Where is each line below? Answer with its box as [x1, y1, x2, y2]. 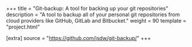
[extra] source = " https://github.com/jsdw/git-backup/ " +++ [6, 35, 151, 41]
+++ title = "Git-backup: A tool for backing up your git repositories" [6, 5, 169, 12]
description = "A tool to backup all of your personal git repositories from [6, 11, 180, 18]
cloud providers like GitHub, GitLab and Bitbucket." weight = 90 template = [6, 17, 187, 24]
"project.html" [6, 23, 40, 30]
